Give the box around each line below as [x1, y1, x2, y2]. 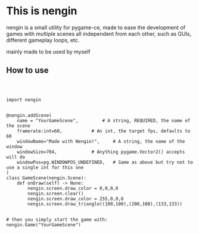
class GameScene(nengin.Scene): [6, 174, 86, 181]
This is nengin [6, 4, 77, 18]
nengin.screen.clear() [27, 191, 84, 196]
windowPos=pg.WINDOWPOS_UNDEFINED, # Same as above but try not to [17, 159, 194, 165]
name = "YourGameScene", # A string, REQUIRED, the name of [17, 117, 191, 123]
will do [6, 154, 26, 160]
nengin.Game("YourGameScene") [6, 221, 82, 227]
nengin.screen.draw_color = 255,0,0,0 [27, 195, 124, 202]
